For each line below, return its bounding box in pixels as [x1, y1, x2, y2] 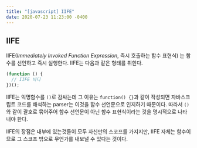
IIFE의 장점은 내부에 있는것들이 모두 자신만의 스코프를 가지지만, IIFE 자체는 [6, 127, 176, 135]
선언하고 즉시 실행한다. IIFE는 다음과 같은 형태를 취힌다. [16, 59, 143, 66]
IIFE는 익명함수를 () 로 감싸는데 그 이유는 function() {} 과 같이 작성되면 [6, 93, 170, 100]
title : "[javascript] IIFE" [6, 8, 75, 15]
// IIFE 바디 [11, 77, 41, 83]
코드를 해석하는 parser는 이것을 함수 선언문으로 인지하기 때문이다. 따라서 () [16, 100, 189, 107]
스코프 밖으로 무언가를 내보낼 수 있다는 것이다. [23, 135, 128, 142]
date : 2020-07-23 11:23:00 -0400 [6, 14, 88, 20]
